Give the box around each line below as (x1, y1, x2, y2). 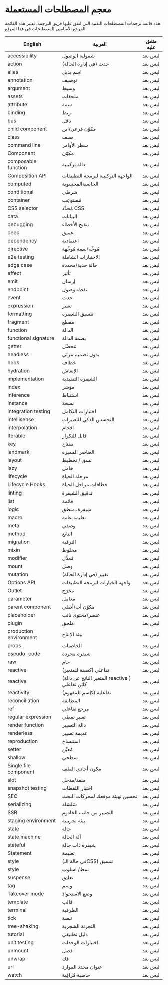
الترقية (62, 538, 76, 545)
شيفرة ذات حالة (62, 841, 96, 848)
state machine (7, 833, 41, 840)
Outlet (7, 587, 22, 594)
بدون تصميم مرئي (62, 351, 100, 358)
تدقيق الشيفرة (62, 489, 93, 496)
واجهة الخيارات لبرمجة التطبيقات (62, 579, 131, 586)
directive (7, 245, 28, 252)
